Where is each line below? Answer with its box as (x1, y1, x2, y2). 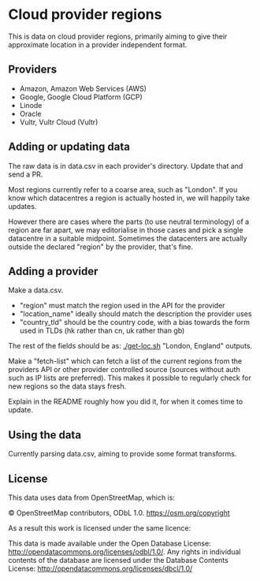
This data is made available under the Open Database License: (8, 538, 211, 548)
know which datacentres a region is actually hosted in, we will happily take (8, 193, 251, 203)
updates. (8, 201, 37, 210)
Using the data (8, 428, 81, 441)
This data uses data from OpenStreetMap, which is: (8, 493, 176, 502)
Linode (19, 100, 43, 110)
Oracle (19, 109, 42, 118)
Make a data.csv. (8, 285, 64, 295)
